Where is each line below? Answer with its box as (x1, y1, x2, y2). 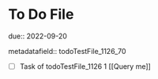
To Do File (8, 5, 74, 23)
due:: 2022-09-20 (8, 31, 67, 41)
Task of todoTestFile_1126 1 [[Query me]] (19, 61, 152, 71)
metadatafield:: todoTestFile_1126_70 (8, 46, 126, 56)
